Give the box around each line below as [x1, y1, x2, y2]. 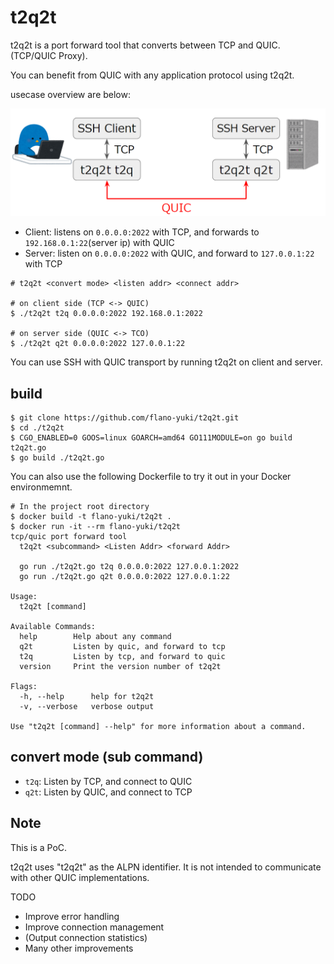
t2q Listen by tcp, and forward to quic [19, 652, 226, 662]
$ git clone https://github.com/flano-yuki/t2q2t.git [10, 413, 240, 423]
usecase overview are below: [10, 88, 132, 100]
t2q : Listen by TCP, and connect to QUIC [24, 775, 193, 787]
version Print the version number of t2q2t [19, 662, 222, 672]
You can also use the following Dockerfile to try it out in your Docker [10, 471, 292, 483]
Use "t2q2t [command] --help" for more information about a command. [10, 722, 307, 732]
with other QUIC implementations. [10, 871, 150, 883]
